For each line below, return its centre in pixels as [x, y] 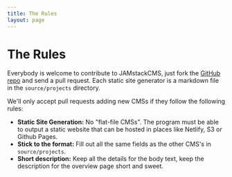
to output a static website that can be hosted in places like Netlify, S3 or [120, 129]
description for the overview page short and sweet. [90, 166]
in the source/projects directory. [54, 88]
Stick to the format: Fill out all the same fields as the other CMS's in [114, 144]
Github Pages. [37, 137]
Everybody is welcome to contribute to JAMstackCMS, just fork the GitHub [114, 73]
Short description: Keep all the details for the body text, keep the [110, 159]
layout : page [26, 20]
